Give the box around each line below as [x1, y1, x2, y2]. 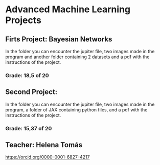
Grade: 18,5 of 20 [5, 72, 50, 79]
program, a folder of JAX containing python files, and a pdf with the [5, 106, 148, 113]
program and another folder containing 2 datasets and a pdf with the [5, 54, 150, 60]
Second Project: [5, 88, 58, 97]
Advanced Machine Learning [5, 4, 131, 15]
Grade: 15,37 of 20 [5, 125, 52, 132]
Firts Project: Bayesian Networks [5, 35, 112, 43]
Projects [5, 14, 42, 26]
